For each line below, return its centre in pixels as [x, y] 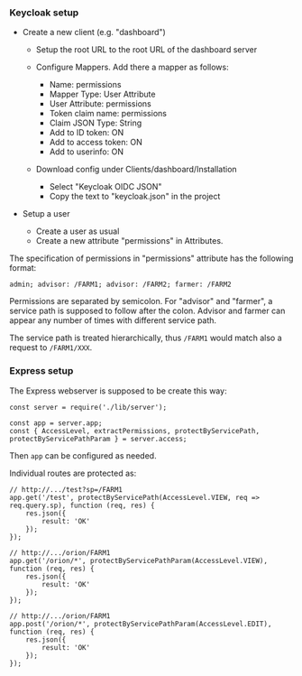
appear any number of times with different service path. [113, 320]
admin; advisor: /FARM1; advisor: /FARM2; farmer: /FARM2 [120, 285]
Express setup [41, 371]
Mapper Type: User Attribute [102, 94]
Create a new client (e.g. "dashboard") [94, 32]
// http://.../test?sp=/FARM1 [66, 489]
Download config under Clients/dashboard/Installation [136, 170]
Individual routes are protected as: [73, 473]
